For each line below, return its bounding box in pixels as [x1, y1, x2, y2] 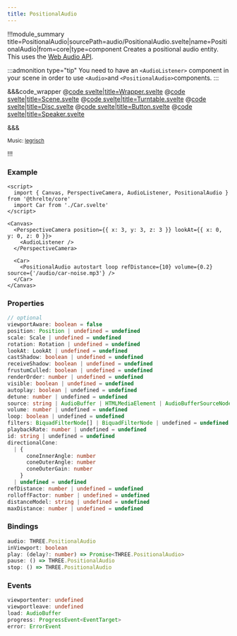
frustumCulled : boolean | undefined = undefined [7, 367, 153, 375]
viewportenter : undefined [7, 596, 83, 604]
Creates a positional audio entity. [123, 45, 219, 53]
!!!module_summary [7, 30, 65, 38]
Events [7, 581, 32, 591]
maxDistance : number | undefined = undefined [7, 505, 143, 512]
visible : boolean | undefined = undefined [7, 379, 134, 387]
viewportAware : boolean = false [7, 321, 102, 329]
